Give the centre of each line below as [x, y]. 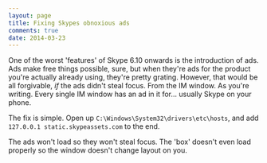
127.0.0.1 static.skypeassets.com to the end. [84, 126]
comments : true [33, 30]
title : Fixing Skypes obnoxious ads [69, 23]
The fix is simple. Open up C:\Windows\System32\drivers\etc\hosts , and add [133, 118]
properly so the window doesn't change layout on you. [98, 150]
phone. [20, 103]
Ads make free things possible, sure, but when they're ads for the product [130, 69]
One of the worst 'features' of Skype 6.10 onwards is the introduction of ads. [133, 60]
